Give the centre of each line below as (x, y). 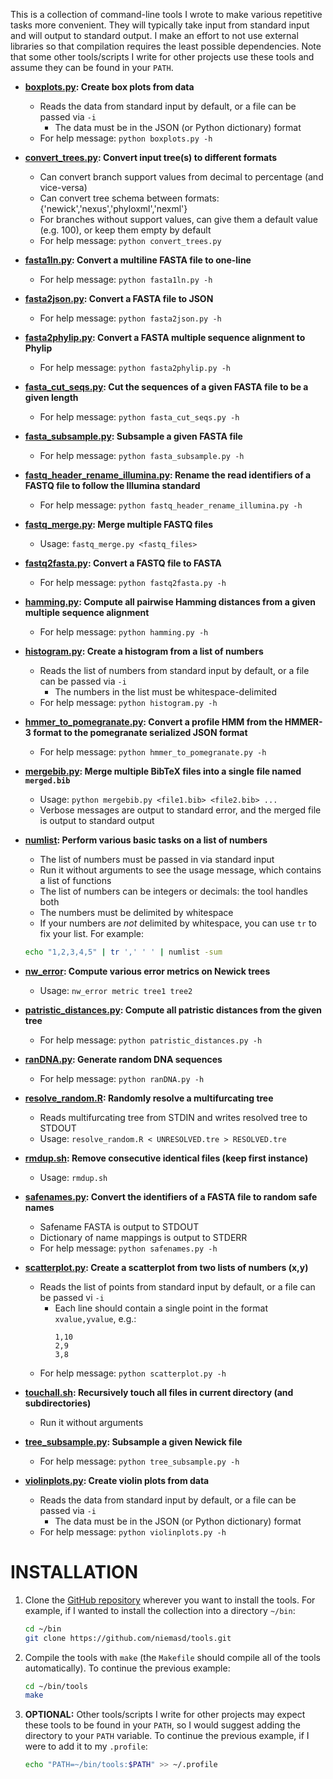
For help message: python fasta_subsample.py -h (142, 455)
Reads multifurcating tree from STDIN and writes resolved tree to (173, 1117)
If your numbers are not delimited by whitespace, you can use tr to (178, 923)
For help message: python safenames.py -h (128, 1248)
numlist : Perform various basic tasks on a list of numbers (146, 840)
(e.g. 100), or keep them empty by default (125, 230)
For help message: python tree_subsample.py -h (139, 1461)
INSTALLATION (74, 1572)
